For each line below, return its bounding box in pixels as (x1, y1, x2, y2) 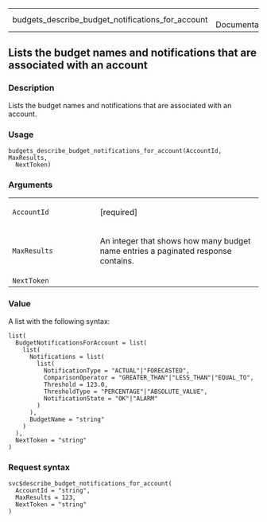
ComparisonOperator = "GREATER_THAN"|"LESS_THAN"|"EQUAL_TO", (43, 373, 254, 381)
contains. (99, 255, 134, 267)
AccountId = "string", (15, 486, 91, 494)
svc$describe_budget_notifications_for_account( (8, 479, 172, 488)
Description (8, 83, 55, 94)
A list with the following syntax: (8, 316, 110, 325)
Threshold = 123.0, (43, 380, 109, 388)
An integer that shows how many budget (99, 236, 251, 247)
